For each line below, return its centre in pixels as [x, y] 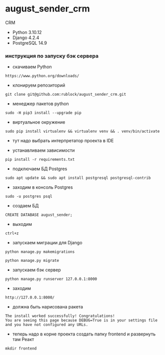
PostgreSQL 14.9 [30, 43]
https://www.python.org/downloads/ [42, 76]
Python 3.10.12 [27, 32]
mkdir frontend [21, 348]
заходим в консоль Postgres [43, 187]
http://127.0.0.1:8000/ [30, 298]
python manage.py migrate [32, 261]
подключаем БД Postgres [40, 169]
